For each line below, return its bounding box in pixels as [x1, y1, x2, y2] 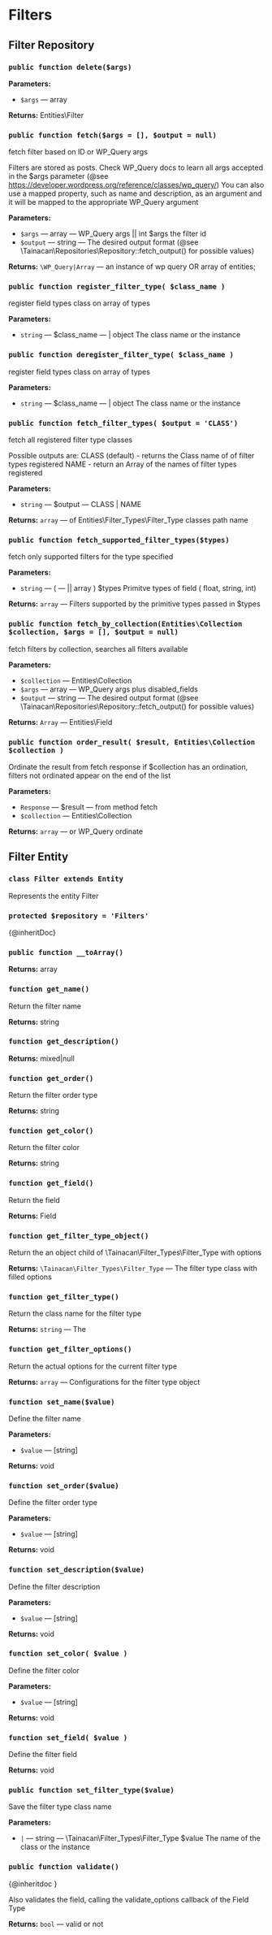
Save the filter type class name [8, 1802, 112, 1811]
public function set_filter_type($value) [8, 1785, 175, 1795]
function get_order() [8, 1074, 94, 1082]
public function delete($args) [8, 63, 132, 72]
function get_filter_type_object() [8, 1231, 149, 1240]
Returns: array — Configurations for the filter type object [8, 1377, 201, 1386]
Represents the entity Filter [8, 891, 99, 900]
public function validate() [8, 1863, 119, 1872]
